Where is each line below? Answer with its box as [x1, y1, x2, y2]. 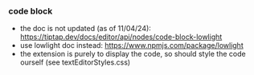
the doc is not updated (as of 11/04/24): [19, 24, 151, 34]
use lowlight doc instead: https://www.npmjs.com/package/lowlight [19, 41, 244, 50]
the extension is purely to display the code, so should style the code [19, 49, 247, 59]
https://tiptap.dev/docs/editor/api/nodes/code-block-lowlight [19, 32, 223, 41]
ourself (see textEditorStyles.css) [19, 57, 131, 67]
